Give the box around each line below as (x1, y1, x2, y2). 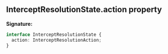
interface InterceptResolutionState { (6, 32, 102, 38)
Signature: (6, 20, 33, 27)
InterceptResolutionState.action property (6, 5, 162, 15)
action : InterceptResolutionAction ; (11, 37, 102, 43)
